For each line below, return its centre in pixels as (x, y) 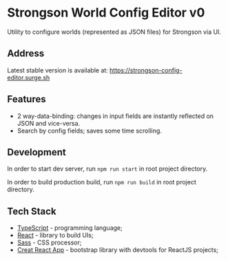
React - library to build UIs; (55, 235)
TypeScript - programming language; (70, 228)
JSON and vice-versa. (49, 123)
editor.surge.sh (29, 77)
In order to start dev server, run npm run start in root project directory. (107, 169)
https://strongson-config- (146, 70)
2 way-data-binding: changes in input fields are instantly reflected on (115, 116)
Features (27, 99)
